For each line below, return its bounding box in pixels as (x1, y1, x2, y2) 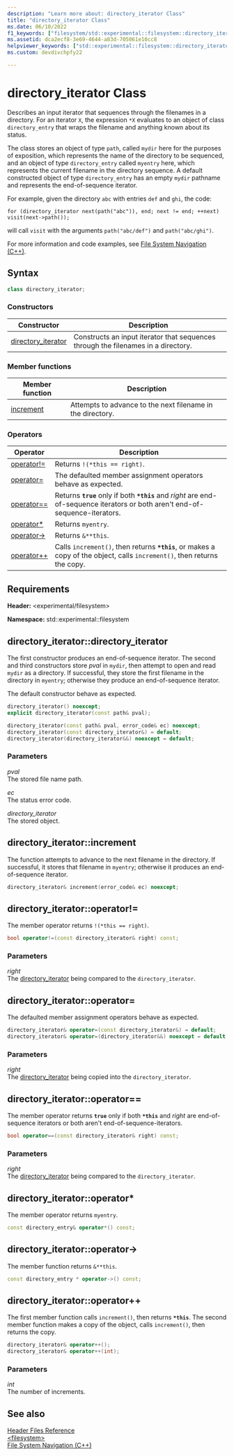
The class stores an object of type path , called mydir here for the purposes (7, 144, 221, 152)
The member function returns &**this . (7, 1262, 117, 1270)
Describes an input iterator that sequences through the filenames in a (7, 108, 207, 116)
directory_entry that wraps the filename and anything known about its (7, 123, 210, 131)
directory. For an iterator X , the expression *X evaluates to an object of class (7, 116, 225, 124)
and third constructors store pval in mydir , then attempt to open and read (7, 661, 216, 669)
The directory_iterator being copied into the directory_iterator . (7, 1073, 192, 1081)
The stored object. (7, 816, 61, 825)
